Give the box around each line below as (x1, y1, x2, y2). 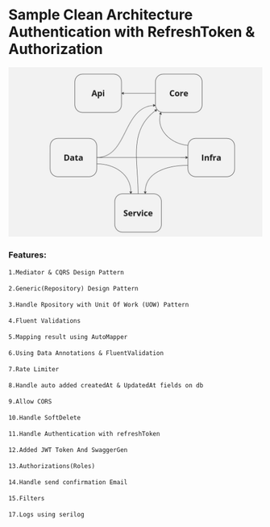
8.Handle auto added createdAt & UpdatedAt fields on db (8, 381, 204, 389)
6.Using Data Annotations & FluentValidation (8, 349, 164, 357)
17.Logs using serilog (8, 510, 85, 518)
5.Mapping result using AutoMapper (8, 333, 128, 341)
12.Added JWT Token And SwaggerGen (8, 445, 128, 454)
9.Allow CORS (8, 397, 52, 405)
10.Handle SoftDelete (8, 413, 81, 421)
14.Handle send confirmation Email (8, 478, 128, 486)
